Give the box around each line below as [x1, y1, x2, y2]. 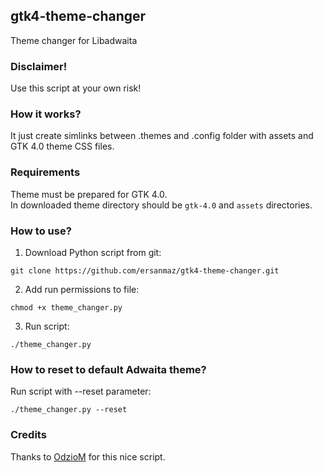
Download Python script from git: [24, 247, 162, 258]
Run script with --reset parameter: [10, 385, 152, 398]
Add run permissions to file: [24, 284, 140, 295]
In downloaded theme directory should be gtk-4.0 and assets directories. [10, 199, 313, 211]
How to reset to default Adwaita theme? [10, 362, 207, 376]
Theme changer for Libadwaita [10, 34, 138, 46]
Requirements [10, 165, 81, 179]
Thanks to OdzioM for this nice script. [10, 450, 166, 463]
